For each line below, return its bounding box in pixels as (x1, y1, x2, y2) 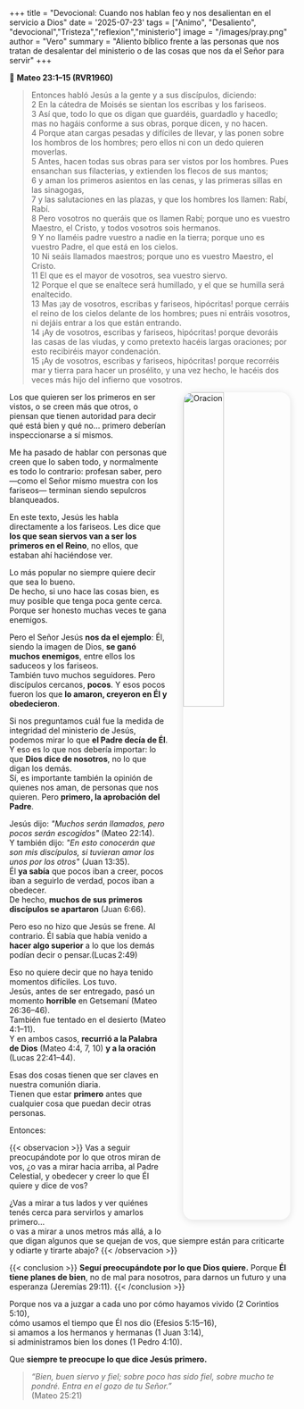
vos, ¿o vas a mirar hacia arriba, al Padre (9, 1162, 159, 1171)
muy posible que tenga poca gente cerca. (9, 596, 163, 606)
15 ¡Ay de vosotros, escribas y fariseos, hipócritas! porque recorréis (30, 356, 280, 365)
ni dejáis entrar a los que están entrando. (30, 317, 183, 328)
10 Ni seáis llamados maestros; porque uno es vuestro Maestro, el (30, 251, 274, 262)
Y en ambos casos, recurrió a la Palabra (9, 1034, 158, 1044)
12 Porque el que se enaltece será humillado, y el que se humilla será (30, 280, 285, 289)
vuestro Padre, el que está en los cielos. (30, 241, 178, 252)
